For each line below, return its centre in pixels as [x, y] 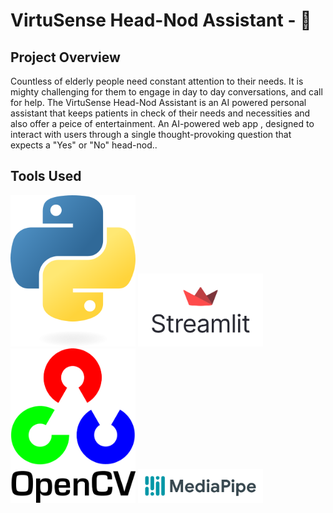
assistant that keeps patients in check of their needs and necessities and [160, 113]
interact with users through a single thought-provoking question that [151, 134]
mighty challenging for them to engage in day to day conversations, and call [166, 92]
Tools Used [46, 176]
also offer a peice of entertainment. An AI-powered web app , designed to [162, 123]
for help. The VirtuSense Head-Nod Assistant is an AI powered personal [158, 102]
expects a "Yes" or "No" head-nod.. [84, 145]
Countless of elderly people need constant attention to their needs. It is [157, 81]
